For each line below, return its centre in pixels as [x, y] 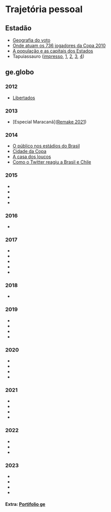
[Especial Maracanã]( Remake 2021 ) [49, 122]
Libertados [24, 98]
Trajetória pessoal [44, 9]
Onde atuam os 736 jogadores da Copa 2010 [59, 46]
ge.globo [20, 72]
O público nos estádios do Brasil [46, 146]
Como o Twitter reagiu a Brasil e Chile [52, 162]
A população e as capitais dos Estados [53, 51]
